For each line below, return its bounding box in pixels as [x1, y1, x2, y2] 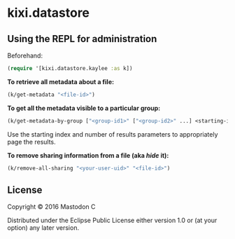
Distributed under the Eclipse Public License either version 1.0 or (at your [7, 216, 218, 225]
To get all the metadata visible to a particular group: [7, 104, 161, 112]
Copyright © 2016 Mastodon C [7, 203, 96, 211]
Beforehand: [7, 51, 43, 60]
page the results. [7, 137, 56, 146]
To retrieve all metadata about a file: [7, 77, 114, 86]
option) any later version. [7, 224, 79, 232]
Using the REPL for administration [7, 33, 157, 45]
